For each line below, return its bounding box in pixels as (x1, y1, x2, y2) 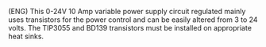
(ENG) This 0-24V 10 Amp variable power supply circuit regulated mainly (8, 7, 246, 16)
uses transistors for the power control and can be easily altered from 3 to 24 (8, 15, 258, 24)
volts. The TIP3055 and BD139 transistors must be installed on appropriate (8, 23, 253, 32)
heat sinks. (8, 31, 44, 41)
